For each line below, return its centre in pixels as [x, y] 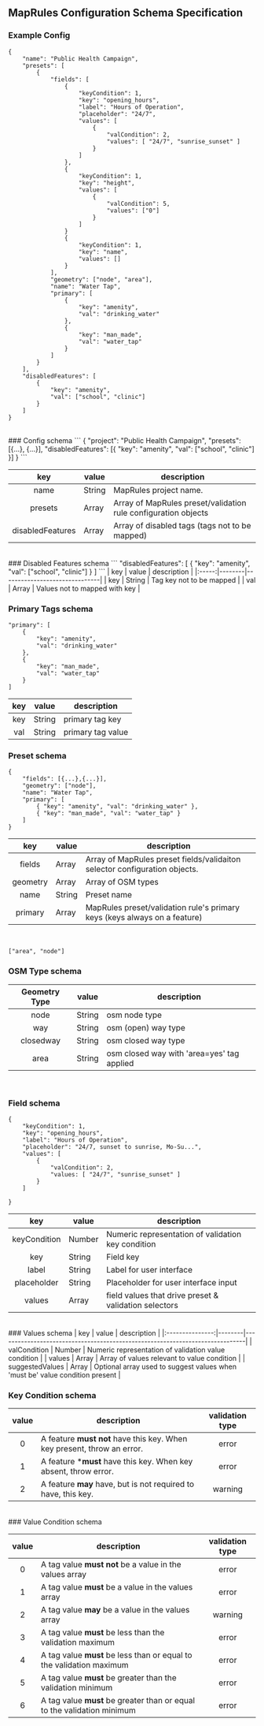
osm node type [134, 1015]
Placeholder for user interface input [171, 1282]
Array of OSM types [122, 882]
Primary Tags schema [51, 609]
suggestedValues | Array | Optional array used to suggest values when [123, 1366]
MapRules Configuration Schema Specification [126, 13]
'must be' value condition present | [64, 1374]
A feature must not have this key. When [114, 1439]
